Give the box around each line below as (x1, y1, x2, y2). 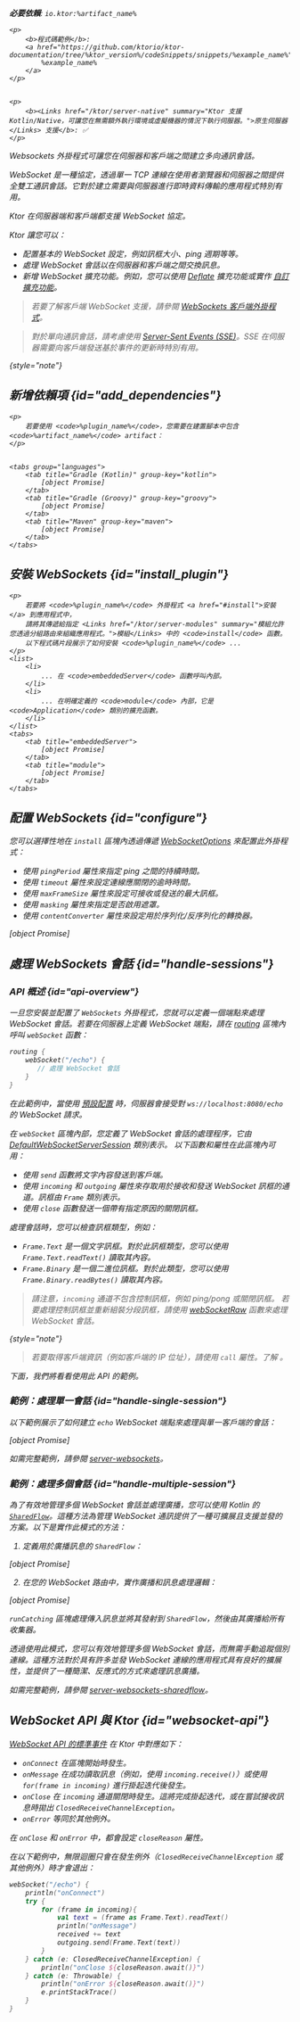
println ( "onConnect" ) (25, 1888, 105, 1897)
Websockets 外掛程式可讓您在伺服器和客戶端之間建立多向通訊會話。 (9, 151, 260, 161)
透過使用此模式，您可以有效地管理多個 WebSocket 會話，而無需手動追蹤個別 (9, 1644, 290, 1655)
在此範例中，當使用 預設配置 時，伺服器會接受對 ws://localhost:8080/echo (9, 1098, 283, 1109)
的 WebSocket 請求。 (9, 1109, 87, 1119)
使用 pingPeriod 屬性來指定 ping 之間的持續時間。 (21, 866, 205, 877)
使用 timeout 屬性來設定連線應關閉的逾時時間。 (21, 877, 196, 887)
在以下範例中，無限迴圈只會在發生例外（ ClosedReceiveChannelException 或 (9, 1851, 283, 1861)
